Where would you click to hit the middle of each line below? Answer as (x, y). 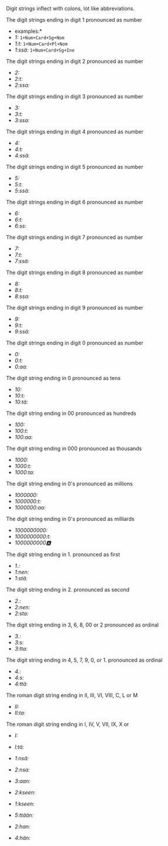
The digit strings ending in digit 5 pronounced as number (75, 167)
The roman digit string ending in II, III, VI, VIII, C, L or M (72, 695)
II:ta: (20, 713)
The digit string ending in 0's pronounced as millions (69, 484)
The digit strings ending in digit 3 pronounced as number (75, 97)
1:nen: (22, 572)
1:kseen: (25, 804)
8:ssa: (22, 296)
